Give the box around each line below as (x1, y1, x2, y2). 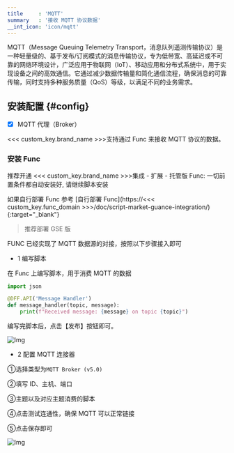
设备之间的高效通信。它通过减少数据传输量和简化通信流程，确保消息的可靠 (13, 69, 227, 77)
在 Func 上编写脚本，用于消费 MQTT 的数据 (7, 269, 132, 277)
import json (7, 283, 42, 290)
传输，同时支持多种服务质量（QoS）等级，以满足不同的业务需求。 (7, 78, 197, 86)
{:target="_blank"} (7, 210, 60, 218)
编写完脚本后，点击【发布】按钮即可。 (7, 322, 117, 330)
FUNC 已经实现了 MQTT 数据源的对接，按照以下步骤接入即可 (7, 239, 182, 247)
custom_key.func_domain (7, 203, 81, 211)
